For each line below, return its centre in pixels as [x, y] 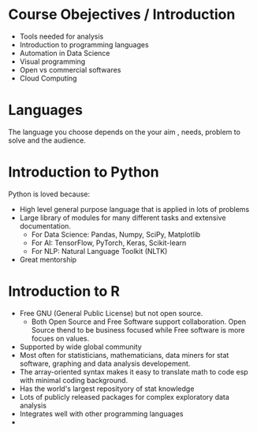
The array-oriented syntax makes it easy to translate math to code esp [134, 371]
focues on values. [60, 338]
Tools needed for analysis [61, 36]
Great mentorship [48, 259]
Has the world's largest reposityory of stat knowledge [107, 389]
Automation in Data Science [65, 53]
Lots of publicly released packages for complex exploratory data [125, 397]
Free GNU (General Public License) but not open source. [111, 313]
